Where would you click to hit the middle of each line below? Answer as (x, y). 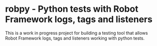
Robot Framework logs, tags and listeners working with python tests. (75, 38)
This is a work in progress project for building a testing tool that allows (77, 33)
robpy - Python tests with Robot (72, 9)
